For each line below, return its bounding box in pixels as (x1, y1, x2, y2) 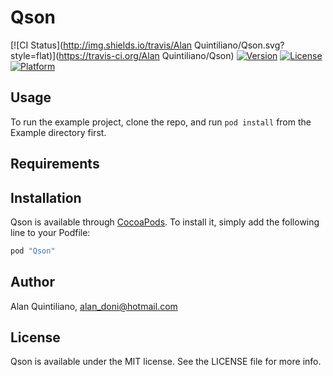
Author (10, 274, 55, 291)
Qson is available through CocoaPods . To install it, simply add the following (10, 216, 320, 228)
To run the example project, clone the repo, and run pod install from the (10, 116, 312, 128)
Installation (10, 189, 82, 206)
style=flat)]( (10, 49, 60, 61)
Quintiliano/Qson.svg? (193, 39, 285, 51)
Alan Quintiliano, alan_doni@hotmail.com (10, 300, 178, 312)
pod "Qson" (10, 246, 56, 256)
